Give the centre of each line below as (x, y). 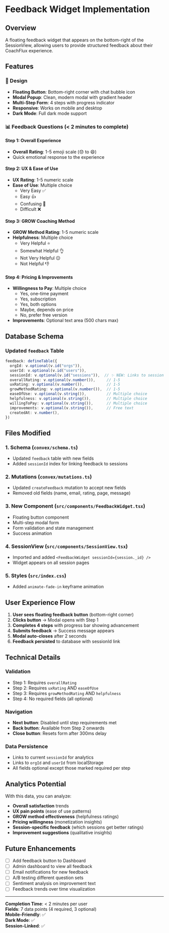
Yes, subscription (38, 299)
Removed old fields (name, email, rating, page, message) (71, 493)
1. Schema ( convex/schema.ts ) (41, 447)
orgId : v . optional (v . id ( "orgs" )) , (46, 366)
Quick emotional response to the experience (58, 157)
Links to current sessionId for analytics (53, 758)
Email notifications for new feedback (51, 872)
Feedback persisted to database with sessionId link (66, 642)
